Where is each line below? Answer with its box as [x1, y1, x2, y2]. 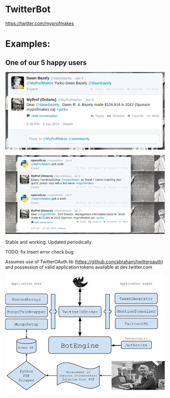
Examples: [5, 38, 51, 50]
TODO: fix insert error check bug [5, 249, 74, 255]
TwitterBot [5, 4, 51, 15]
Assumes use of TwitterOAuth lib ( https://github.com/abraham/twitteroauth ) [5, 259, 163, 265]
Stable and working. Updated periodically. [5, 239, 93, 245]
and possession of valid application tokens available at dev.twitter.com [5, 264, 153, 270]
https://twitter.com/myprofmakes [5, 20, 74, 26]
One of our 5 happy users [5, 58, 87, 67]
